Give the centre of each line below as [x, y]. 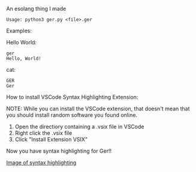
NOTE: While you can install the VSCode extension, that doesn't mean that [98, 108]
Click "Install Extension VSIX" [51, 139]
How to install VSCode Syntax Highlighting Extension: [72, 97]
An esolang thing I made [36, 9]
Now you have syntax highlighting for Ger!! [59, 151]
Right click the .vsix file [43, 133]
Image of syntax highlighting [41, 162]
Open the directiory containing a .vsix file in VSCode [79, 126]
